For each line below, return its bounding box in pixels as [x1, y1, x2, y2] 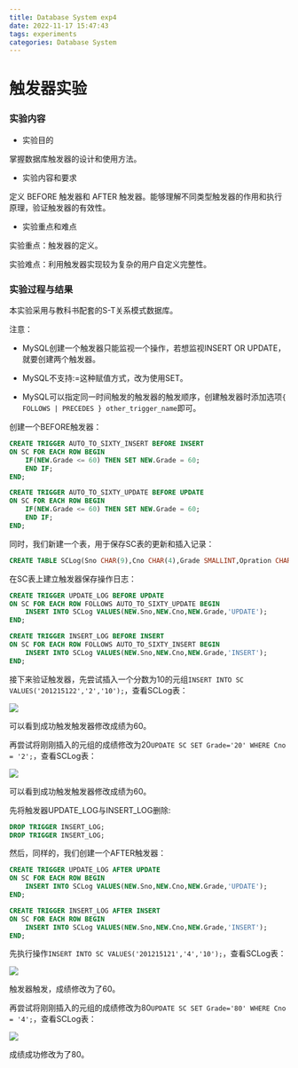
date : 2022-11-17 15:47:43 [9, 21, 109, 30]
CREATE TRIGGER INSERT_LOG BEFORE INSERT [9, 632, 165, 641]
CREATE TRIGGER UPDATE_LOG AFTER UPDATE [9, 866, 161, 874]
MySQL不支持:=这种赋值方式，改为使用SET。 [21, 373, 188, 384]
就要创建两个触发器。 [21, 354, 100, 365]
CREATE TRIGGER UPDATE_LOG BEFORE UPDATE [9, 591, 165, 600]
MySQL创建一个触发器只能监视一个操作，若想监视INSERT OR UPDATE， [21, 343, 286, 353]
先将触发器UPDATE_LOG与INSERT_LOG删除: [9, 804, 171, 815]
